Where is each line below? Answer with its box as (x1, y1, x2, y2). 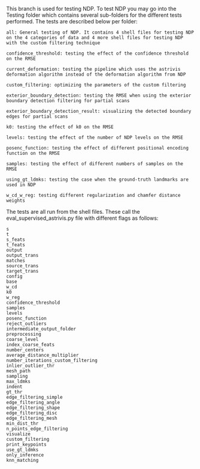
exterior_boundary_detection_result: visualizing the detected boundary (6, 108, 192, 114)
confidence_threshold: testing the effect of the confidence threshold (6, 50, 189, 56)
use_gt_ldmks (6, 447, 39, 453)
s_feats (6, 237, 26, 243)
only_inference (6, 452, 44, 458)
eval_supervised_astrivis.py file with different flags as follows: (6, 214, 159, 222)
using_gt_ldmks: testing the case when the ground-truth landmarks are (6, 177, 189, 183)
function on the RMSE (6, 150, 60, 156)
